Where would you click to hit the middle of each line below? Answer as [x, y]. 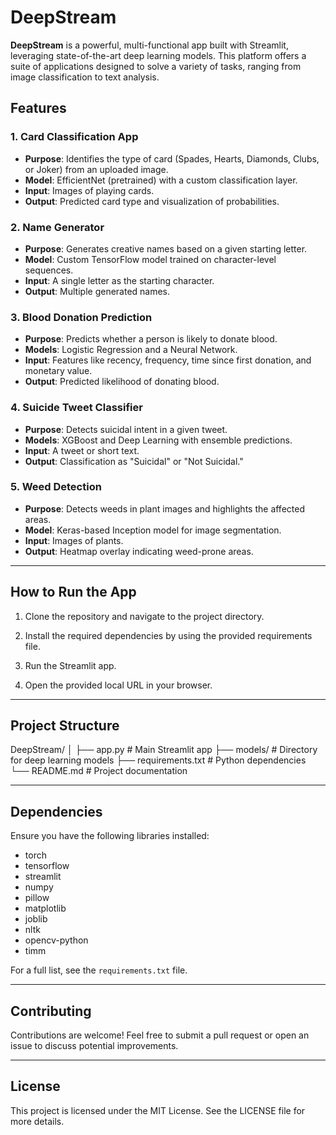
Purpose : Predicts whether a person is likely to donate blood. [151, 339]
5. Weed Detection [56, 487]
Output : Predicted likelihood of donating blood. [122, 382]
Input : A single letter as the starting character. [119, 280]
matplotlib [45, 908]
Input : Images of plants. [74, 540]
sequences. [49, 270]
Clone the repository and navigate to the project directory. [144, 616]
